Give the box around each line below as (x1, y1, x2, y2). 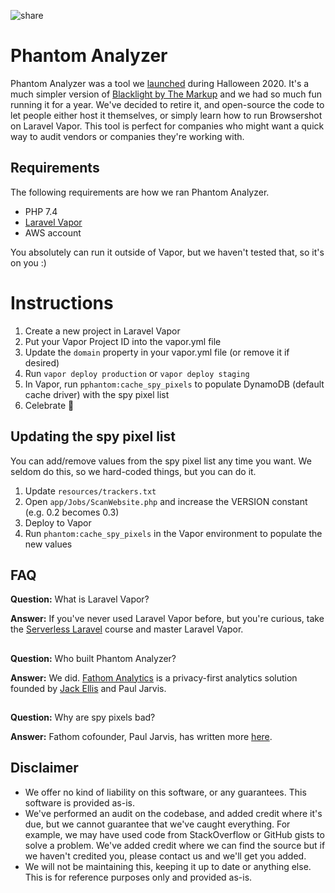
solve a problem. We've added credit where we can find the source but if (24, 839, 326, 851)
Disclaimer (10, 760, 79, 777)
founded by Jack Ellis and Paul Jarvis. (10, 682, 167, 694)
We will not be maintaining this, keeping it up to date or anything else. (24, 860, 312, 872)
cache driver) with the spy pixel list (24, 388, 170, 400)
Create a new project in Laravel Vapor (24, 325, 181, 337)
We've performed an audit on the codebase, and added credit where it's (24, 807, 323, 819)
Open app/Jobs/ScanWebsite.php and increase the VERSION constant (24, 495, 308, 507)
